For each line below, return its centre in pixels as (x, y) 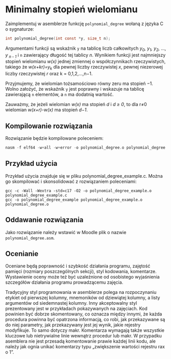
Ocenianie (22, 254)
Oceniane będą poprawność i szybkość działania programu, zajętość (78, 266)
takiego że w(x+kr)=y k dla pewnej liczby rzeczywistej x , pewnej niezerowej (84, 68)
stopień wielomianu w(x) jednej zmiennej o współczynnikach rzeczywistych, (86, 61)
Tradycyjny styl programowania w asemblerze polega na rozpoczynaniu (81, 292)
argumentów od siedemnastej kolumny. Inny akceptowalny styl (71, 303)
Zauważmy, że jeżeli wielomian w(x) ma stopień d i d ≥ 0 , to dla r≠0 (76, 104)
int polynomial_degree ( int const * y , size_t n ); (58, 38)
